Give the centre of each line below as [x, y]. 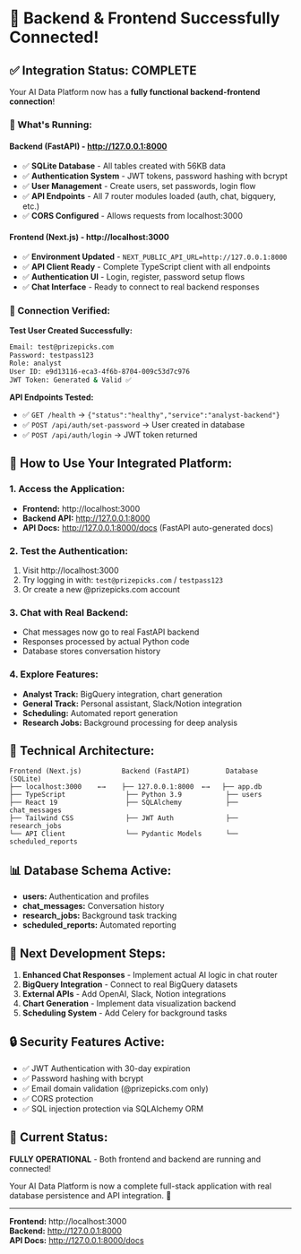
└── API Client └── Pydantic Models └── [124, 834]
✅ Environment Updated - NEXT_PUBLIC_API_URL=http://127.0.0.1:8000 [155, 257]
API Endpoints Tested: [52, 397]
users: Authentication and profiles [86, 896]
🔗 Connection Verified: [60, 311]
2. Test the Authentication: [69, 550]
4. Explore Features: [54, 674]
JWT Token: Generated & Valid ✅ [70, 380]
